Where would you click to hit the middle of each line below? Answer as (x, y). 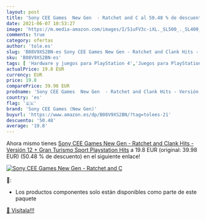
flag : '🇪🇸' (21, 103)
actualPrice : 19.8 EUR (35, 69)
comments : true (26, 35)
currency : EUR (25, 75)
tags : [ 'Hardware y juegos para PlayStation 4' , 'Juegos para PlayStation (104, 63)
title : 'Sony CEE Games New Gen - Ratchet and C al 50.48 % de (91, 18)
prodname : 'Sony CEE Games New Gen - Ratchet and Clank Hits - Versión (103, 92)
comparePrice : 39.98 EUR (38, 86)
